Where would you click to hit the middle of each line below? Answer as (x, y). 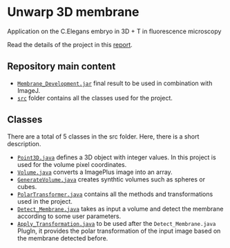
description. (24, 143)
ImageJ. (28, 90)
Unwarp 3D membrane (73, 12)
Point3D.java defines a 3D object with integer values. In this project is (116, 157)
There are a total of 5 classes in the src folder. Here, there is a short (103, 136)
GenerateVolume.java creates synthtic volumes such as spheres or (111, 179)
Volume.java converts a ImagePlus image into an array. (95, 172)
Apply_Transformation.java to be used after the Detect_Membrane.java (116, 223)
